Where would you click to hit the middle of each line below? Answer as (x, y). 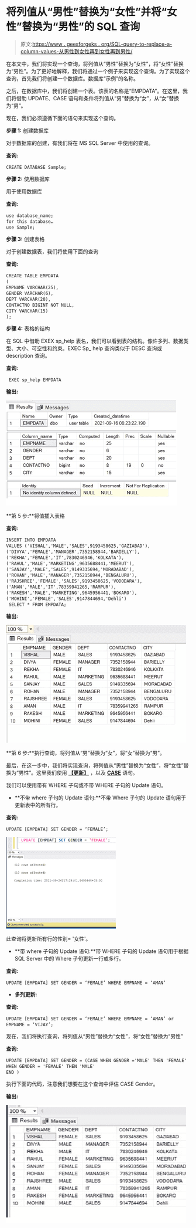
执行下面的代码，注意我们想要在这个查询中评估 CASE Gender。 (82, 1084)
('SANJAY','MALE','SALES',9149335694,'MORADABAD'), (70, 569)
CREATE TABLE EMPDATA (32, 276)
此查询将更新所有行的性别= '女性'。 (49, 938)
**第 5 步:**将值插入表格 (36, 515)
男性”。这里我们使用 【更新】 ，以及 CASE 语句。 (78, 772)
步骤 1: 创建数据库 (27, 130)
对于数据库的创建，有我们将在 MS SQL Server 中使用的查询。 (80, 143)
